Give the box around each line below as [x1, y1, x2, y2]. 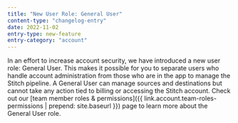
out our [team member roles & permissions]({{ [7, 94, 143, 103]
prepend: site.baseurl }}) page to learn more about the [48, 102, 208, 110]
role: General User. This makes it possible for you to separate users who [7, 64, 219, 73]
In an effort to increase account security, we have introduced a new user [7, 56, 221, 65]
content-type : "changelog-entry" [7, 17, 107, 24]
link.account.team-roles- [144, 94, 217, 103]
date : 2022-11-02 [7, 23, 59, 31]
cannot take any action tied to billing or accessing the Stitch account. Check [7, 87, 231, 95]
